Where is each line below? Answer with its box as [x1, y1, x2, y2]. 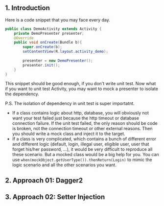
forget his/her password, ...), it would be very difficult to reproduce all [12, 146, 153, 152]
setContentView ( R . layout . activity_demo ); [23, 49, 109, 54]
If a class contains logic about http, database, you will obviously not [12, 110, 149, 116]
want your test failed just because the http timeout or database [12, 115, 140, 121]
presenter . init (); [23, 63, 60, 68]
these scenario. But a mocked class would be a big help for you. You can [12, 152, 159, 158]
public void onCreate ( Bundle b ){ [14, 40, 82, 45]
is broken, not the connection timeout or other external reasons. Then [12, 126, 153, 132]
